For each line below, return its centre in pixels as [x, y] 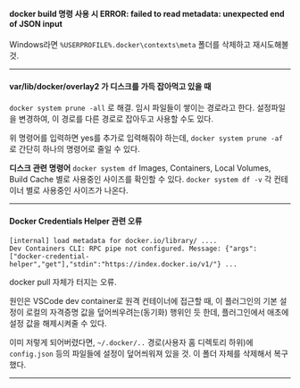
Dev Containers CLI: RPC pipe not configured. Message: [115, 249]
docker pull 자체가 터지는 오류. [63, 282]
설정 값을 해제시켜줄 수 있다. [58, 323]
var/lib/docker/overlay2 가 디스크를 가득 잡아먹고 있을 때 [110, 86]
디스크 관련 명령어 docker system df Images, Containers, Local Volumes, [140, 168]
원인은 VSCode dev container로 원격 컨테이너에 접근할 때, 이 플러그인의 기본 [144, 300]
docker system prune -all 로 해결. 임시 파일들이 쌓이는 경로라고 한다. [132, 108]
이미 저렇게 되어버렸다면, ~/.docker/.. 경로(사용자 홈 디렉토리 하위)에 [131, 342]
